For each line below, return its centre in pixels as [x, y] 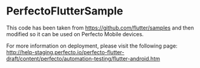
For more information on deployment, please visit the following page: [92, 46]
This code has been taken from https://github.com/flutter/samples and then [100, 28]
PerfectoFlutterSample [65, 11]
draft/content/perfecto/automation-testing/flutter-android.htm [83, 58]
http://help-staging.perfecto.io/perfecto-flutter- [66, 52]
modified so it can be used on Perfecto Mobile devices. [75, 34]
